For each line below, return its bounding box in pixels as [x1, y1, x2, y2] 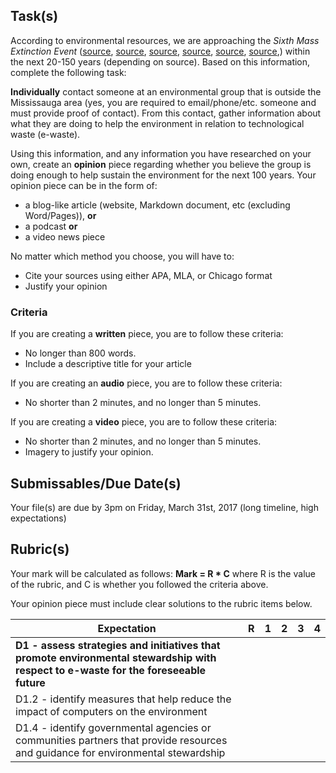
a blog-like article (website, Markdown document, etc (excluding [24, 199, 291, 211]
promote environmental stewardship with [15, 650, 217, 664]
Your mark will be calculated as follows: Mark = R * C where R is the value [10, 567, 316, 579]
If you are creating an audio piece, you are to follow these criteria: [10, 377, 283, 389]
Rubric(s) [10, 541, 70, 558]
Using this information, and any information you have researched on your [10, 147, 312, 159]
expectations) [10, 512, 67, 524]
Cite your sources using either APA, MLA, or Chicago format [24, 269, 273, 281]
